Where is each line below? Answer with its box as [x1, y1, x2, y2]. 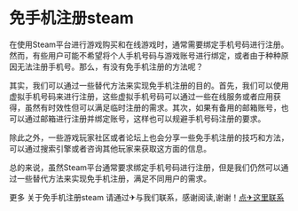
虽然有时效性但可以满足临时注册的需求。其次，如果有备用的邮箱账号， [24, 102, 281, 113]
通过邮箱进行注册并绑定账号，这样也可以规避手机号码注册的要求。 [24, 113, 266, 124]
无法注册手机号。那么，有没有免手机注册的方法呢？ [16, 61, 204, 72]
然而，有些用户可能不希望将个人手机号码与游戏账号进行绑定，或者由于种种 [9, 50, 281, 60]
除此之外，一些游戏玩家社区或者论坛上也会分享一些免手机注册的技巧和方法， [9, 132, 289, 143]
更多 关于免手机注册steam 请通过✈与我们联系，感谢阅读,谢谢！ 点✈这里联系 [9, 191, 285, 202]
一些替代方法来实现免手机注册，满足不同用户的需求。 [16, 173, 211, 184]
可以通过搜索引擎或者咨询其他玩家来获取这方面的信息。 [9, 143, 211, 153]
